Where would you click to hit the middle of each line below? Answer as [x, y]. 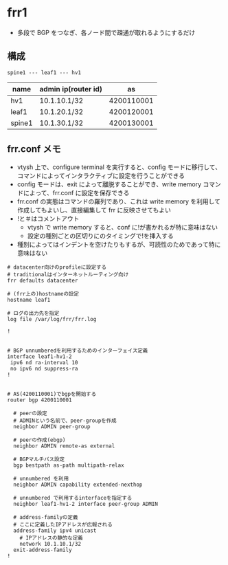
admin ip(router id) [71, 89]
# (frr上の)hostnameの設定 [43, 293]
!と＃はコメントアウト [48, 219]
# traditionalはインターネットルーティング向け [68, 274]
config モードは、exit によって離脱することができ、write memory [109, 184]
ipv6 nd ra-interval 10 [44, 362]
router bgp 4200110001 [39, 400]
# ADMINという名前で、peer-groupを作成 [65, 421]
